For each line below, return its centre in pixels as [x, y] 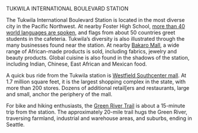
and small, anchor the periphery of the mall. [59, 94]
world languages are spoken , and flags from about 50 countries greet [91, 33]
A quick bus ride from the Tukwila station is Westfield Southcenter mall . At [96, 75]
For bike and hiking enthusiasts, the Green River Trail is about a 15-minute [96, 106]
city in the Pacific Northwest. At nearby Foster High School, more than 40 [95, 26]
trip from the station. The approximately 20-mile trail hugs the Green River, [97, 112]
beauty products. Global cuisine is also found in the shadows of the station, [98, 58]
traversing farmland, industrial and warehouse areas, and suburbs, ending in [99, 118]
